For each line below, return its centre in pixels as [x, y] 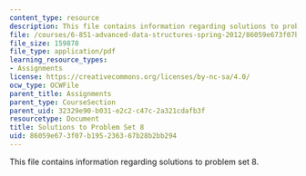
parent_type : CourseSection [63, 102]
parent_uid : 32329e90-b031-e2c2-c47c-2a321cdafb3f [107, 111]
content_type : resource [55, 18]
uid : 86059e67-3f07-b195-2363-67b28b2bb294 [93, 136]
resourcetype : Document [55, 119]
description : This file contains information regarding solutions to [144, 26]
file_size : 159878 [44, 43]
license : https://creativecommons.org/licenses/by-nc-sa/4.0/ [130, 77]
